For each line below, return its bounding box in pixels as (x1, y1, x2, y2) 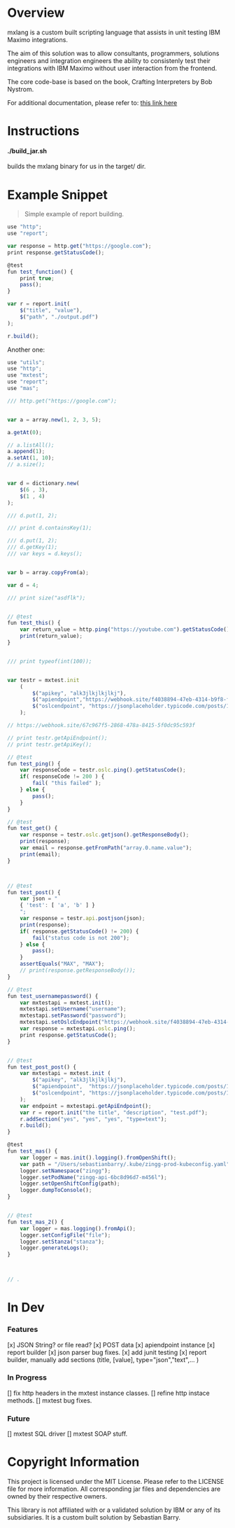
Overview (7, 5, 65, 21)
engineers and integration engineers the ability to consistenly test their (7, 56, 211, 64)
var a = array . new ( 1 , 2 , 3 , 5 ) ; (7, 416, 101, 423)
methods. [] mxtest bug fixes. (7, 1396, 92, 1405)
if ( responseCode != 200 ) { (20, 773, 105, 780)
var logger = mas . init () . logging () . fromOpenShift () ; (20, 1154, 177, 1161)
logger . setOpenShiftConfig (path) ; (20, 1180, 120, 1188)
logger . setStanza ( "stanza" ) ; (20, 1238, 105, 1245)
